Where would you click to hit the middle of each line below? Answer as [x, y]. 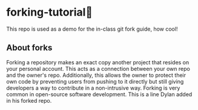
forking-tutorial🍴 [49, 12]
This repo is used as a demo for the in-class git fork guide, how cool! [92, 29]
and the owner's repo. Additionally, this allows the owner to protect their [96, 75]
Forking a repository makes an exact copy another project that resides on [98, 62]
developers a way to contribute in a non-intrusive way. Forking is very [93, 88]
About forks [29, 48]
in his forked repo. [29, 100]
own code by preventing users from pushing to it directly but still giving [95, 81]
